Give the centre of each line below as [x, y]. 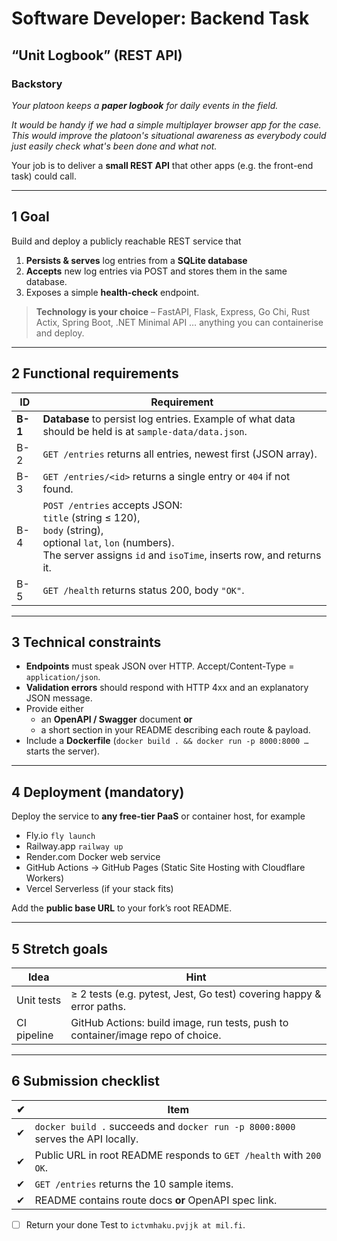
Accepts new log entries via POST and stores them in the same [156, 271]
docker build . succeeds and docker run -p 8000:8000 [165, 1126]
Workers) [45, 878]
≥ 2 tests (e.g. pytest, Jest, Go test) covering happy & [196, 994]
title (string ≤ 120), [91, 517]
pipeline [35, 1035]
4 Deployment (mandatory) [98, 792]
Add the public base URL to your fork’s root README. [122, 908]
